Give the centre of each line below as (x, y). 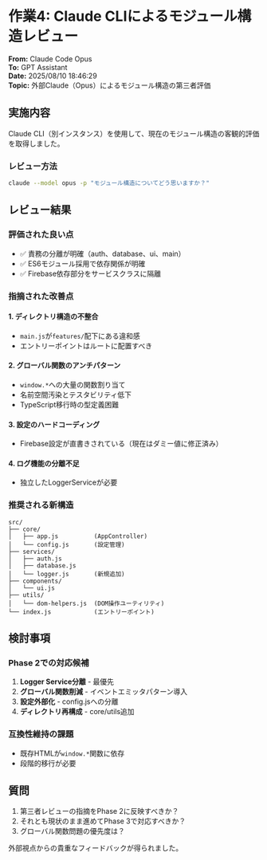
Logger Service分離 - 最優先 (67, 681)
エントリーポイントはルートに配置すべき (86, 346)
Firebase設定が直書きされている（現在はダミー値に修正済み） (121, 444)
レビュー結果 (40, 210)
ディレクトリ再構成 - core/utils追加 (77, 712)
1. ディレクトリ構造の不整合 (53, 316)
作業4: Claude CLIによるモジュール (123, 16)
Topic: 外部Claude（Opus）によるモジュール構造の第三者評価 (110, 85)
